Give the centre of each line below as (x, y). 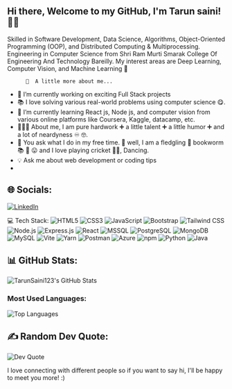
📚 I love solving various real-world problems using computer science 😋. (121, 102)
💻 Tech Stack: (28, 220)
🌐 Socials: (30, 190)
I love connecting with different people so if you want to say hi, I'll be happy (115, 370)
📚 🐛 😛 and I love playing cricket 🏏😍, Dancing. (83, 150)
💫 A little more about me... (69, 81)
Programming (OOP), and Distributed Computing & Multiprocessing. (104, 46)
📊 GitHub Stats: (43, 261)
